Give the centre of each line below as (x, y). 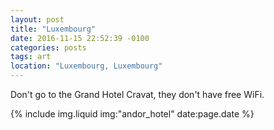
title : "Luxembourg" (53, 29)
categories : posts (48, 47)
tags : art (31, 57)
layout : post (37, 19)
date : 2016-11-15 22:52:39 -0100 (80, 38)
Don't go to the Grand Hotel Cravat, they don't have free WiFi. (137, 94)
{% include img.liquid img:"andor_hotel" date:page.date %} (132, 114)
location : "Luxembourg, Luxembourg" (86, 66)
